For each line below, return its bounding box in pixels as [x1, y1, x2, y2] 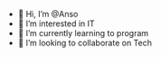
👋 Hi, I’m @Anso [17, 9, 79, 19]
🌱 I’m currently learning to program [17, 28, 149, 38]
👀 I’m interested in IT [17, 18, 95, 29]
